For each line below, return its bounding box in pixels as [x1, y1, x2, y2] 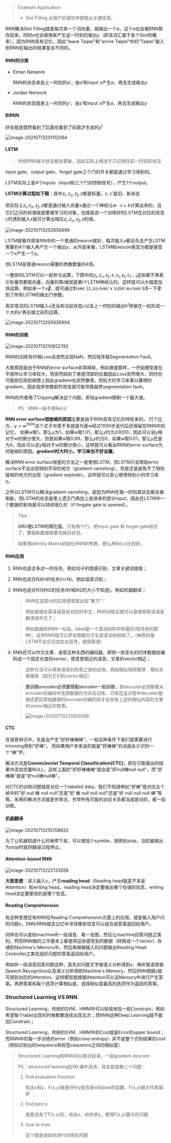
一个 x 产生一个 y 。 [5, 250, 42, 256]
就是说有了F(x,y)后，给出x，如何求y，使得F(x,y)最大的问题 [25, 1111, 149, 1118]
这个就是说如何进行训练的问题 [25, 1132, 88, 1138]
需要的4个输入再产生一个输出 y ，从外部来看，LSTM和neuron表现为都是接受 [5, 244, 163, 250]
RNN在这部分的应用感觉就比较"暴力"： [25, 598, 106, 604]
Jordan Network [12, 90, 47, 96]
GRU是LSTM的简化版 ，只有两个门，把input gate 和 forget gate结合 [17, 523, 158, 529]
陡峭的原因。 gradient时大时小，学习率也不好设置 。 [9, 448, 118, 454]
